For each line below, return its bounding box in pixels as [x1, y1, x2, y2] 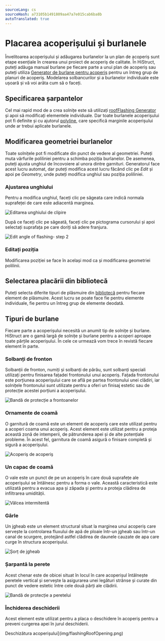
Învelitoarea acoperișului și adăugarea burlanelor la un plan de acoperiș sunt [5, 54, 160, 60]
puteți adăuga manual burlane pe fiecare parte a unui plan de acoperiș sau [5, 64, 156, 70]
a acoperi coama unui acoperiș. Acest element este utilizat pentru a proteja [5, 426, 157, 432]
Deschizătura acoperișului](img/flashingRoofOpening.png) [5, 630, 124, 636]
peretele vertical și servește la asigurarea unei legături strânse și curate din [5, 577, 157, 583]
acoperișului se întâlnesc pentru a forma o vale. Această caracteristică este [5, 480, 158, 486]
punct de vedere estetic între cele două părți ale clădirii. [5, 582, 118, 588]
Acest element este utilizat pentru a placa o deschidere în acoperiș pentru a [5, 615, 159, 621]
